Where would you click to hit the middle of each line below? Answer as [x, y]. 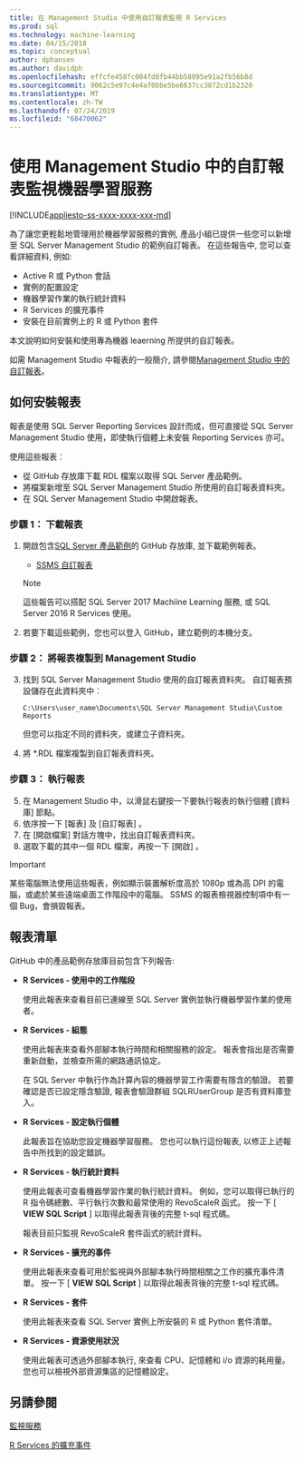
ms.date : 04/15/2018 [48, 43]
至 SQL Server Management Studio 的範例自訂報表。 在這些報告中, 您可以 [146, 245]
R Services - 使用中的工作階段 [79, 980]
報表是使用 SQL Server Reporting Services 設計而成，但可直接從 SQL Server [152, 426]
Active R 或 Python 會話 [66, 276]
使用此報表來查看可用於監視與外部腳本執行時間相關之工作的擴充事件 [149, 1271]
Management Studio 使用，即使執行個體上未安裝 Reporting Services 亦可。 [149, 437]
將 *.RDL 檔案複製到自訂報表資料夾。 [90, 753]
